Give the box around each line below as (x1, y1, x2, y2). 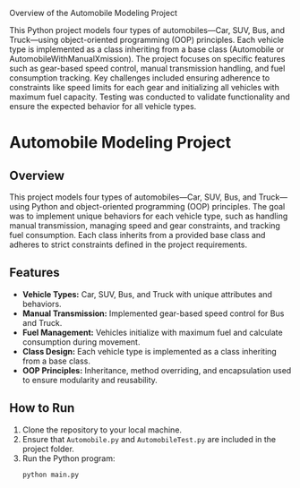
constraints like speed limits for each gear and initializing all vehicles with (9, 82, 279, 92)
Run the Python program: (21, 452, 116, 464)
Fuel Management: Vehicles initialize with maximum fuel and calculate (21, 327, 284, 338)
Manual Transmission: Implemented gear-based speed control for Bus (21, 308, 285, 319)
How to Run (9, 400, 75, 415)
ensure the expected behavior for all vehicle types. (9, 101, 197, 111)
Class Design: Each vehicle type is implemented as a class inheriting (21, 346, 278, 356)
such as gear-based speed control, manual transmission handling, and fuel (9, 63, 286, 73)
